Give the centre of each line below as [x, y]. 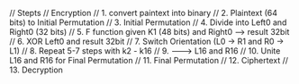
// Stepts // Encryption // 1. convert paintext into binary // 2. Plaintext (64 [143, 13]
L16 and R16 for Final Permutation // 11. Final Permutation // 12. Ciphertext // [149, 60]
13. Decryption [36, 70]
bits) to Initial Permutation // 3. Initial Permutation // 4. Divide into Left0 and [148, 22]
